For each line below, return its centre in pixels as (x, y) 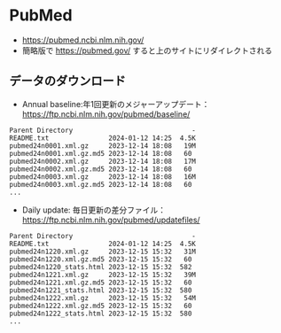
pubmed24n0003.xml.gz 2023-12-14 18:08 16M (103, 177)
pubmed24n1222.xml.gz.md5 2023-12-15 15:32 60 (101, 306)
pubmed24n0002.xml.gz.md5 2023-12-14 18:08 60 (101, 169)
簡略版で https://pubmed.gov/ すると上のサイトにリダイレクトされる (147, 50)
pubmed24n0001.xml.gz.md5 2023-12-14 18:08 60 (101, 153)
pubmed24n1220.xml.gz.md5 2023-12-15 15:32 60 (101, 259)
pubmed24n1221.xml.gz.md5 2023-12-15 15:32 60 (101, 283)
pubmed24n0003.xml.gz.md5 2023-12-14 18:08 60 (101, 184)
